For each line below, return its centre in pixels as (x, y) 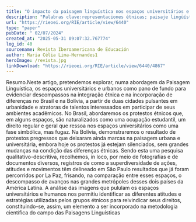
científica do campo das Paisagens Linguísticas (63, 213)
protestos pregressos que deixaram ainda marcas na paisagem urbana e (93, 138)
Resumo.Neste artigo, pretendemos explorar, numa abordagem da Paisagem (98, 82)
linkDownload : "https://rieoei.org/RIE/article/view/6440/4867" (86, 66)
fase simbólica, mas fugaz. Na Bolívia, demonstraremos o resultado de (91, 132)
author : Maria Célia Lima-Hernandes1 (52, 55)
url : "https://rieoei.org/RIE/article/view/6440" (68, 22)
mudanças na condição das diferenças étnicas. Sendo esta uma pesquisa (95, 151)
